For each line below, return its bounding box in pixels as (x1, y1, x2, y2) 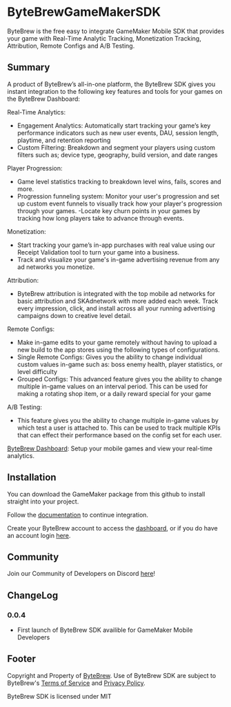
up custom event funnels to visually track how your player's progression (17, 199, 223, 208)
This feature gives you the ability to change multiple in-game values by (17, 416, 219, 424)
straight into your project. (7, 497, 79, 506)
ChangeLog (7, 589, 59, 601)
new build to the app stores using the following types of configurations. (17, 346, 221, 354)
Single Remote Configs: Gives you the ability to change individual (17, 352, 203, 361)
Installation (7, 472, 57, 484)
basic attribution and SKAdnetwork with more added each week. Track (17, 297, 219, 305)
